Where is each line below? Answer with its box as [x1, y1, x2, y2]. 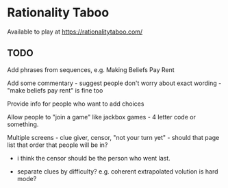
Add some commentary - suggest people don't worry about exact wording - [7, 79, 222, 87]
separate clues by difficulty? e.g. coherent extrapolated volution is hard [16, 167, 218, 176]
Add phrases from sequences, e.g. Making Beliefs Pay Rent [7, 65, 175, 73]
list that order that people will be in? [7, 141, 108, 149]
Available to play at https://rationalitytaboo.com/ [7, 27, 143, 36]
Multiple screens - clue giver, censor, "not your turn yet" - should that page [7, 133, 220, 141]
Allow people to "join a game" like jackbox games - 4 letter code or [7, 113, 197, 121]
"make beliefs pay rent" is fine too [7, 86, 103, 94]
